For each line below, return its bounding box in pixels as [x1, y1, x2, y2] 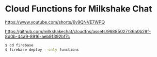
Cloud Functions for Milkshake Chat [5, 3, 152, 14]
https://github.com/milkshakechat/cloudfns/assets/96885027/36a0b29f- [5, 28, 151, 34]
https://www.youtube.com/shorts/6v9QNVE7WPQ [5, 19, 105, 25]
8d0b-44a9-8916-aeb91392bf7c [5, 34, 70, 39]
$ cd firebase [5, 43, 34, 47]
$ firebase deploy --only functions [5, 47, 79, 52]
